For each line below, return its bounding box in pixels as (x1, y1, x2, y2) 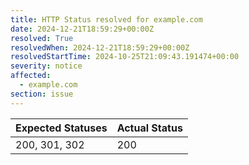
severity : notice (10, 61, 83, 71)
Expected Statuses (15, 121, 108, 135)
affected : (10, 71, 52, 81)
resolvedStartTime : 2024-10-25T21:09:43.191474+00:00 (10, 52, 240, 62)
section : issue (10, 89, 74, 99)
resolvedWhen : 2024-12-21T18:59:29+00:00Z (10, 42, 190, 53)
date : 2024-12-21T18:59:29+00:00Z (10, 24, 155, 34)
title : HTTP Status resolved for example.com (10, 14, 203, 25)
